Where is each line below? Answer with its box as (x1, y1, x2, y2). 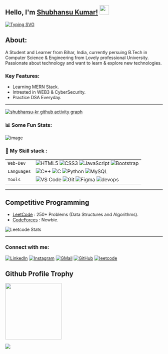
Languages (7, 168, 31, 174)
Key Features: (5, 72, 40, 79)
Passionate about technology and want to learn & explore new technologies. (5, 60, 162, 66)
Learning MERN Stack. (12, 84, 59, 90)
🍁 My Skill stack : (5, 147, 47, 154)
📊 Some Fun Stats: (5, 121, 52, 128)
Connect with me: (5, 244, 49, 251)
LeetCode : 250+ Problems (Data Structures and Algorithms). (12, 211, 138, 218)
